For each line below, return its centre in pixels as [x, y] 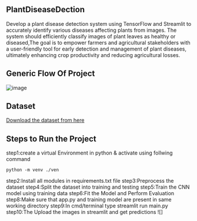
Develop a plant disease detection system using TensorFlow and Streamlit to [99, 24]
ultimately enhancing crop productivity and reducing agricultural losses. [93, 55]
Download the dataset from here [45, 120]
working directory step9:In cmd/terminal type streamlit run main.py [87, 206]
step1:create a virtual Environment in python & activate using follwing [89, 153]
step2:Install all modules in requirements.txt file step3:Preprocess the [90, 181]
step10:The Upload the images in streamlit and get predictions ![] [85, 212]
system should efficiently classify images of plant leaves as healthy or [91, 36]
